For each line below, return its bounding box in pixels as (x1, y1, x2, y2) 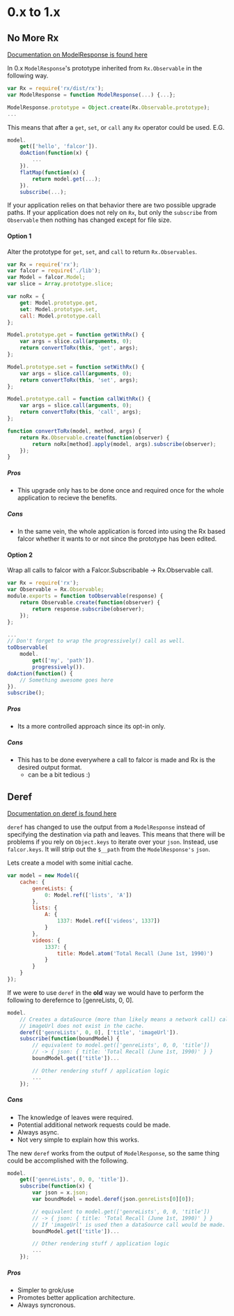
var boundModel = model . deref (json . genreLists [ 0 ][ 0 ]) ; (32, 1196, 195, 1203)
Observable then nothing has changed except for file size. (7, 216, 172, 224)
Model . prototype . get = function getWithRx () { (7, 331, 145, 338)
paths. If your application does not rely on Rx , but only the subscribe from (7, 209, 218, 217)
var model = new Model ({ (7, 872, 79, 879)
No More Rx (7, 32, 59, 44)
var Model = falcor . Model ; (7, 274, 86, 281)
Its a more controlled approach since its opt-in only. (17, 722, 166, 731)
